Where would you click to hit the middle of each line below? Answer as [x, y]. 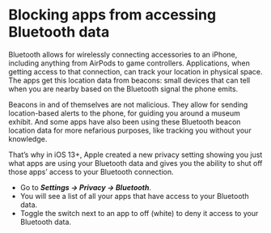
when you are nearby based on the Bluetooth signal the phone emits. [123, 89]
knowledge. [28, 138]
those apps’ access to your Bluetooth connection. [91, 172]
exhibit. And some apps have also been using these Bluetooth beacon [125, 121]
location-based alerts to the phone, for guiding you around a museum [124, 113]
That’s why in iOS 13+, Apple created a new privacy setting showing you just [135, 155]
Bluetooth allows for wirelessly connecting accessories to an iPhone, [123, 54]
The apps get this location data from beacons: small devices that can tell [129, 80]
